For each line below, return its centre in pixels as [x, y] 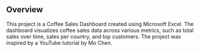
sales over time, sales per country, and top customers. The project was [93, 36]
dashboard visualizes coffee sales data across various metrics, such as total [100, 30]
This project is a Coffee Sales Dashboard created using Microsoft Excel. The [100, 24]
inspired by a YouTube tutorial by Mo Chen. [59, 43]
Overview [25, 10]
